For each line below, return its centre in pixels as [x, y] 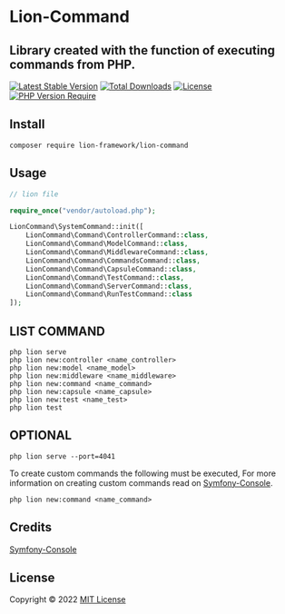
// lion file [34, 194]
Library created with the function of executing [142, 50]
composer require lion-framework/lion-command [99, 145]
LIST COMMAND [58, 331]
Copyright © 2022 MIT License [68, 599]
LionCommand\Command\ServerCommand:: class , [109, 286]
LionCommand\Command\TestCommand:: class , [105, 277]
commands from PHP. [73, 64]
